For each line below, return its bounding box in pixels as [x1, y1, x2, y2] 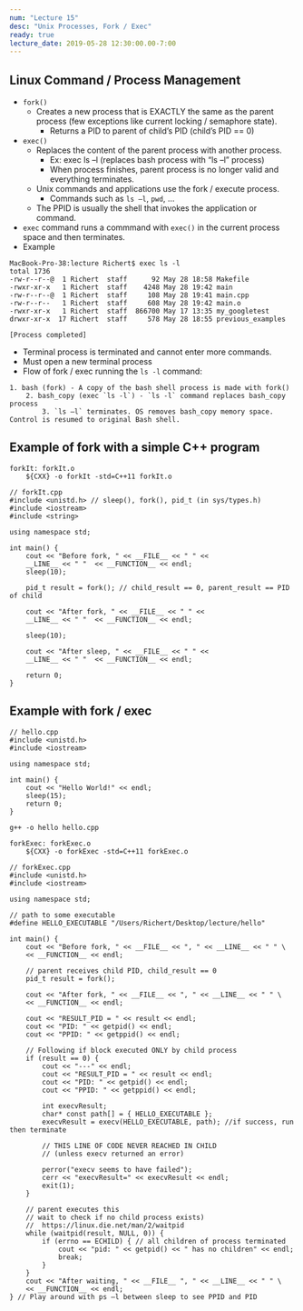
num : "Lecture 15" [9, 13, 79, 23]
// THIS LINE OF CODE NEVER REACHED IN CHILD [42, 1141, 218, 1150]
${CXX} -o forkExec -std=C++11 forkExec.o [25, 846, 189, 856]
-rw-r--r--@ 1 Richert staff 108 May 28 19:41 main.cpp [9, 291, 249, 300]
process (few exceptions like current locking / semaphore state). [35, 115, 278, 127]
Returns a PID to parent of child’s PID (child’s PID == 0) [49, 125, 255, 136]
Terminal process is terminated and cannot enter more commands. [22, 346, 272, 357]
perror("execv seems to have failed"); [42, 1165, 193, 1174]
